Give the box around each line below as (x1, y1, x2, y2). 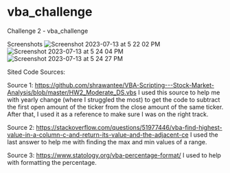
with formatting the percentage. (7, 158, 97, 166)
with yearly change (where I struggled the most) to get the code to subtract (7, 95, 220, 103)
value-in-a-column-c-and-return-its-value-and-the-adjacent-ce (7, 131, 189, 139)
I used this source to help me (138, 88, 220, 96)
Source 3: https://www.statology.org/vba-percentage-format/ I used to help (7, 151, 222, 159)
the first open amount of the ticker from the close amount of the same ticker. (7, 103, 224, 111)
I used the (189, 131, 218, 139)
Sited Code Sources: (7, 68, 66, 76)
